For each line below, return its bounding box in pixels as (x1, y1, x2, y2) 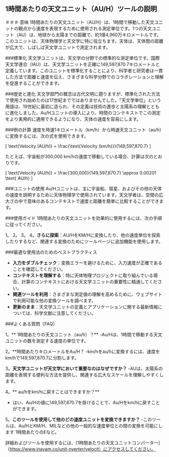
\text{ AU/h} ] (5, 175, 33, 181)
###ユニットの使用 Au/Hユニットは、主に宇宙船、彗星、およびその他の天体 (5, 185, 162, 191)
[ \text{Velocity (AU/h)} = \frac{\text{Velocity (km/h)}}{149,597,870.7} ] (5, 143, 151, 149)
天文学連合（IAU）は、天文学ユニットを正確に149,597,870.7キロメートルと (5, 61, 160, 67)
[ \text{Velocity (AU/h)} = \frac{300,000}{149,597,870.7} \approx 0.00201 (5, 170, 157, 176)
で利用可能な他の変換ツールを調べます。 (12, 297, 97, 303)
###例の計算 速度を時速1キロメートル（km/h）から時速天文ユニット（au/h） (5, 126, 162, 132)
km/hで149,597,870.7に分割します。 (5, 354, 79, 361)
